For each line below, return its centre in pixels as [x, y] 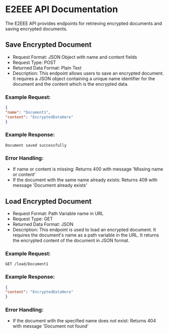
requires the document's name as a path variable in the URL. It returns [86, 235]
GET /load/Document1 [27, 264]
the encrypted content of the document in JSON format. [71, 240]
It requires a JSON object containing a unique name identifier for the [84, 78]
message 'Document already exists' [50, 185]
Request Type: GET [33, 219]
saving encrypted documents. [36, 28]
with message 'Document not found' [51, 326]
